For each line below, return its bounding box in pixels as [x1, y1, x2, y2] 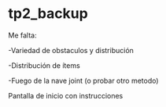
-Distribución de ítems [8, 60, 80, 70]
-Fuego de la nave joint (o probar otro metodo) [8, 76, 159, 85]
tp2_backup [8, 5, 88, 23]
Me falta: [8, 30, 37, 40]
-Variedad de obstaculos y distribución [8, 45, 134, 55]
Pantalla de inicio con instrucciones [8, 91, 124, 100]
